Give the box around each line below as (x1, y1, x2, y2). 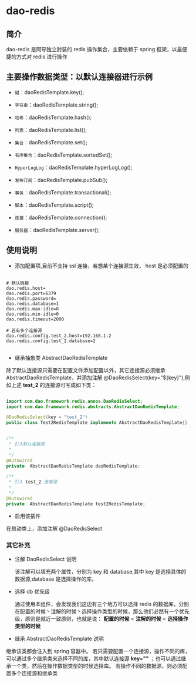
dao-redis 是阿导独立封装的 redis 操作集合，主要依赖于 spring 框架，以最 (6, 46, 183, 52)
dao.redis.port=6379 (6, 290, 57, 296)
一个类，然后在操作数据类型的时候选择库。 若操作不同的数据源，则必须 (11, 662, 183, 669)
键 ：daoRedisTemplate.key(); (14, 88, 85, 95)
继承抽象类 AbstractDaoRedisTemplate (14, 354, 108, 361)
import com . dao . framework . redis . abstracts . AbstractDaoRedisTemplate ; (6, 403, 180, 410)
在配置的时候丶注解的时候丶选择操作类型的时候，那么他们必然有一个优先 (14, 608, 190, 615)
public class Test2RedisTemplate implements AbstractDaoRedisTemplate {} (6, 420, 188, 426)
